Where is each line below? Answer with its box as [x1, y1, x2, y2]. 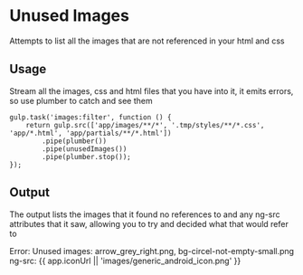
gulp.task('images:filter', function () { [9, 112, 172, 122]
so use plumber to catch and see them [9, 95, 153, 106]
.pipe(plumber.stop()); [42, 152, 131, 161]
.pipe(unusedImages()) [42, 144, 128, 154]
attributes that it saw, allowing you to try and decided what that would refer [9, 218, 289, 229]
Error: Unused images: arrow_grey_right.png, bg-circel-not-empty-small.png [9, 245, 295, 256]
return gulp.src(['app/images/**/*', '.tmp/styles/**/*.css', [25, 120, 265, 129]
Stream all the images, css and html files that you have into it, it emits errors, [9, 85, 294, 96]
